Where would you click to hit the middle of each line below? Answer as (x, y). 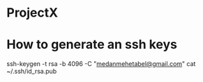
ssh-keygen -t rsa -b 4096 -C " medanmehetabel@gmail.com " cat (101, 64)
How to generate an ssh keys (92, 45)
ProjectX (32, 13)
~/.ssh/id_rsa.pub (32, 72)
